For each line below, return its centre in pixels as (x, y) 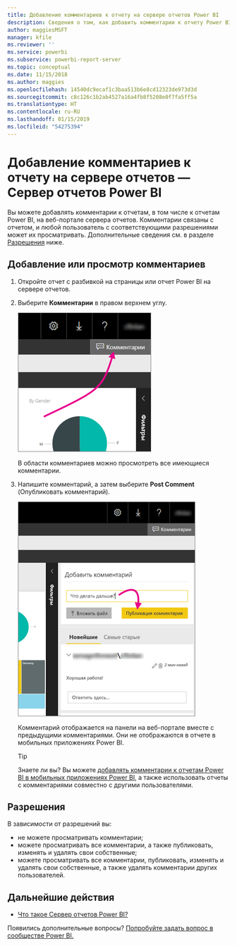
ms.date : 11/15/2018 (38, 74)
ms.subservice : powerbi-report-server (64, 60)
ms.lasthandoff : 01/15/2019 (49, 119)
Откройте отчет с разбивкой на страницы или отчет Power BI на (114, 281)
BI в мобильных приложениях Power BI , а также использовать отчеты (123, 777)
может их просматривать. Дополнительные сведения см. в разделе (110, 235)
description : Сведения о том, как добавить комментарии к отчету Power (115, 22)
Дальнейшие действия (61, 897)
